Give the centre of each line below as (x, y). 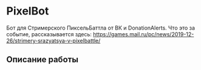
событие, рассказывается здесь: (49, 34)
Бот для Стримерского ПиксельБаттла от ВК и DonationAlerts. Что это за (101, 28)
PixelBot (28, 11)
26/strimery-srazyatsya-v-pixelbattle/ (53, 40)
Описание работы (43, 59)
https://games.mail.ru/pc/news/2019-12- (144, 34)
